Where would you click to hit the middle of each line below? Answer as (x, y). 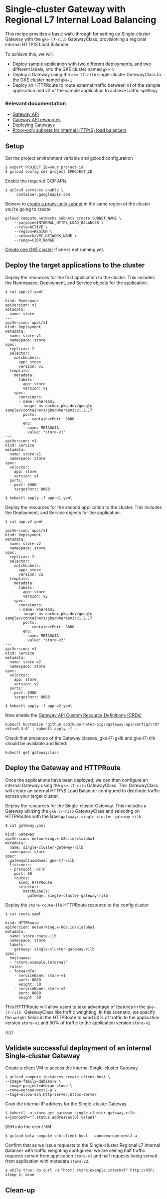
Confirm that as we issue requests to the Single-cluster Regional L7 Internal (83, 1145)
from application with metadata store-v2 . (47, 1161)
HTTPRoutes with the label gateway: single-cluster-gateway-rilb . (74, 816)
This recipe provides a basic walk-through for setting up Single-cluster (78, 34)
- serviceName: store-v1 (40, 976)
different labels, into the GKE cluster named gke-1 (63, 69)
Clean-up (20, 1190)
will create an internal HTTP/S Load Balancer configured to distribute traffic (83, 791)
